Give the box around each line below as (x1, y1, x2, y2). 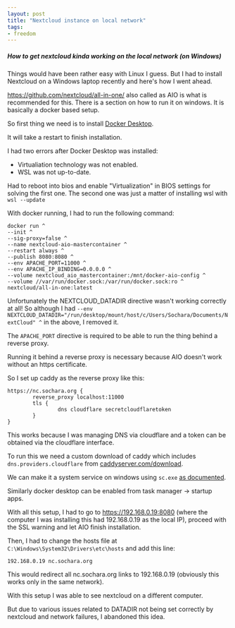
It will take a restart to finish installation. (7, 133, 122, 142)
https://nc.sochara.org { (7, 387, 83, 395)
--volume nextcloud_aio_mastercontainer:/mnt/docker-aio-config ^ (7, 272, 206, 279)
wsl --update (7, 197, 46, 204)
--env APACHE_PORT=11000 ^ (7, 260, 87, 267)
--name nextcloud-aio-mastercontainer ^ (7, 241, 128, 248)
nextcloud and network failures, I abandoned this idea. (7, 612, 165, 621)
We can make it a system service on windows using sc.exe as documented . (7, 473, 227, 482)
